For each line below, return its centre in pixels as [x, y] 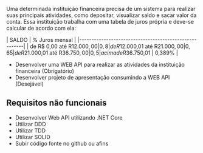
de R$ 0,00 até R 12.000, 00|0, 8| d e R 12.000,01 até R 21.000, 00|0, [110, 46]
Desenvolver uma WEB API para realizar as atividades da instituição [100, 64]
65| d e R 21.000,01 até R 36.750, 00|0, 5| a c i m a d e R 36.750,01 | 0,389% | [92, 53]
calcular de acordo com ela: [41, 28]
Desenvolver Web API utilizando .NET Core [69, 117]
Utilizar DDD [31, 124]
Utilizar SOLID [33, 137]
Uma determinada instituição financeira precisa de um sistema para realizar [101, 9]
